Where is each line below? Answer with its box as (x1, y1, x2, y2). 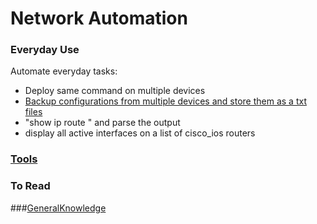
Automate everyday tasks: (10, 65, 118, 77)
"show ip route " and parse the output (24, 117, 181, 129)
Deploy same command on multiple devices (24, 85, 206, 97)
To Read (10, 179, 51, 193)
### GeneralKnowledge (10, 202, 107, 214)
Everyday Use (10, 43, 80, 57)
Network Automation (10, 7, 188, 30)
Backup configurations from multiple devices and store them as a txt (24, 95, 307, 107)
